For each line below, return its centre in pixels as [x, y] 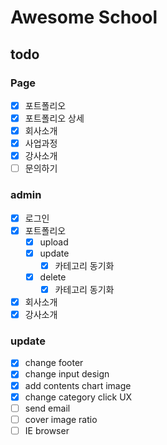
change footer [54, 363]
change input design [67, 374]
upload [54, 242]
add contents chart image [78, 385]
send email [47, 408]
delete [53, 277]
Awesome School [84, 17]
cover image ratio [61, 419]
